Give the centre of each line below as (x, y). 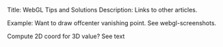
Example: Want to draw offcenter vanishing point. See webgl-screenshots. (112, 23)
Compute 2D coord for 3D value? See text (66, 36)
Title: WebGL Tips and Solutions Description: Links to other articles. (102, 10)
